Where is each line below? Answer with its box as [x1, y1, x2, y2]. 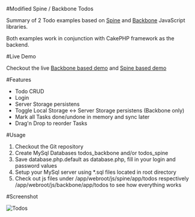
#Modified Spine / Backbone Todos [6, 5, 94, 12]
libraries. [6, 23, 28, 30]
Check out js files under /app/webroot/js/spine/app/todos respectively [14, 175, 189, 182]
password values [14, 162, 58, 169]
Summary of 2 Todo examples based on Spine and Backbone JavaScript [6, 17, 185, 23]
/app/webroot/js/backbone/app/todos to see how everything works [14, 182, 182, 188]
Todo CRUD [14, 88, 44, 95]
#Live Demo [6, 53, 36, 60]
